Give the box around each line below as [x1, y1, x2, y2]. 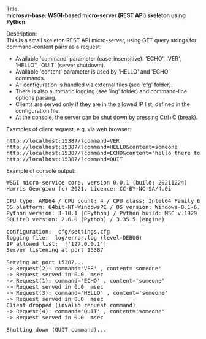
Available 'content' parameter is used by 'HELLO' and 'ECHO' [15, 68, 170, 75]
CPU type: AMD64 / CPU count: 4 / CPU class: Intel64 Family [6, 197, 194, 204]
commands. [15, 75, 45, 82]
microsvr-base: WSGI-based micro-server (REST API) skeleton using [6, 12, 186, 19]
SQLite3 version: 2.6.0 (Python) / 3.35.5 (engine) [6, 216, 166, 223]
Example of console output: [6, 167, 76, 174]
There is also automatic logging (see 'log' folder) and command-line [15, 88, 188, 94]
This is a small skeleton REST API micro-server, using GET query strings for [6, 37, 197, 44]
